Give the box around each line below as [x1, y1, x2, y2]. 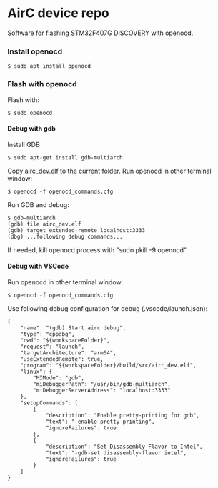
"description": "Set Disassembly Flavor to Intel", [45, 443, 203, 450]
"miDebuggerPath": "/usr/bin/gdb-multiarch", [33, 380, 172, 387]
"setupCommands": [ [20, 399, 79, 407]
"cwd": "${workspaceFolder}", [20, 337, 111, 344]
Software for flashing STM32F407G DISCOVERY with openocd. [7, 29, 194, 37]
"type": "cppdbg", [20, 330, 75, 337]
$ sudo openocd [7, 109, 53, 116]
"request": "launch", [20, 343, 84, 350]
